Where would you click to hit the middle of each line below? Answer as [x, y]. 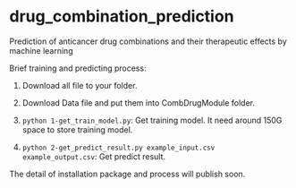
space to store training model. [77, 129]
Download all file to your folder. [80, 85]
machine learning [41, 50]
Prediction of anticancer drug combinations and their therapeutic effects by [148, 41]
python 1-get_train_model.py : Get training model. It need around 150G [152, 120]
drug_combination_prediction [122, 17]
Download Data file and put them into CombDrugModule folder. [139, 103]
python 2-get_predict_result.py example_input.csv [118, 148]
